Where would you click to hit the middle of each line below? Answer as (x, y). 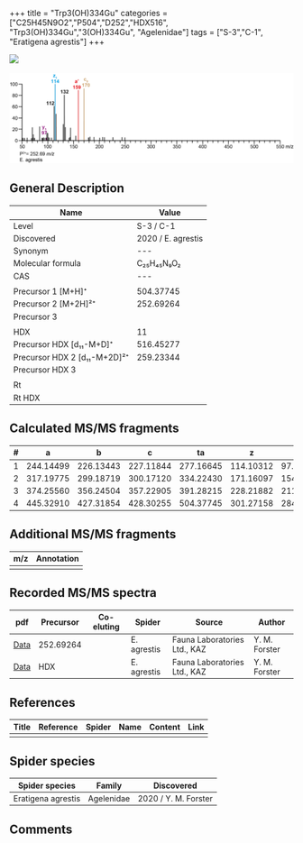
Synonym (31, 251)
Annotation (57, 559)
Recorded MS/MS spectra (83, 593)
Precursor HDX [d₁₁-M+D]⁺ (63, 344)
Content (164, 727)
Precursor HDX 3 (45, 370)
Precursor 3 (35, 316)
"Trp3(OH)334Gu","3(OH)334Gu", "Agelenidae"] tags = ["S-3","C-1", (136, 32)
